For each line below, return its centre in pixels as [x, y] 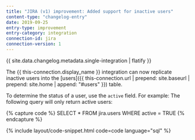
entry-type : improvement [36, 28]
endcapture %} [24, 119]
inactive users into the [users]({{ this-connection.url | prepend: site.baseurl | [98, 78]
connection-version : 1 [34, 44]
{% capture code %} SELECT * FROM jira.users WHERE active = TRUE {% [95, 113]
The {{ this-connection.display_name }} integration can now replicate [89, 72]
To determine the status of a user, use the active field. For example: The [93, 95]
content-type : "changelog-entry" [47, 17]
